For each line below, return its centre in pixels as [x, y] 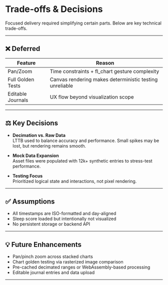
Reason [105, 62]
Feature [26, 62]
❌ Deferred [23, 49]
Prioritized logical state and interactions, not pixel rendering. [74, 181]
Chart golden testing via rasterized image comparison [68, 262]
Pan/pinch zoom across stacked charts [53, 256]
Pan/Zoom [20, 71]
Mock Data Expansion [35, 155]
